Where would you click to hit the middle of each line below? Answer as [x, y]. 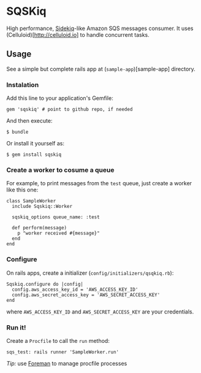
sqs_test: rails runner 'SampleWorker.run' [63, 352]
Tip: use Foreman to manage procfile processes [67, 363]
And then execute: [29, 121]
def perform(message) [40, 228]
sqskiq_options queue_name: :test [56, 217]
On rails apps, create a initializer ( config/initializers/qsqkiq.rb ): [90, 273]
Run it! [16, 328]
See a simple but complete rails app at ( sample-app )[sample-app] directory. [101, 69]
